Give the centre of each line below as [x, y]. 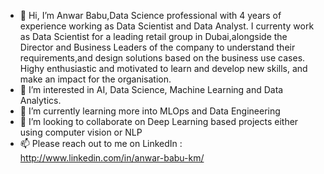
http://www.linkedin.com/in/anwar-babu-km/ [112, 158]
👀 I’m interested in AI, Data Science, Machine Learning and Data [151, 89]
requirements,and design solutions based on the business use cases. [162, 58]
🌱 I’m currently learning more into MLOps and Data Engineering [150, 111]
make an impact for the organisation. [95, 79]
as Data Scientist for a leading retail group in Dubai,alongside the [153, 36]
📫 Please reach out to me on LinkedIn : [101, 143]
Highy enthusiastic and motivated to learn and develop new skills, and [163, 68]
